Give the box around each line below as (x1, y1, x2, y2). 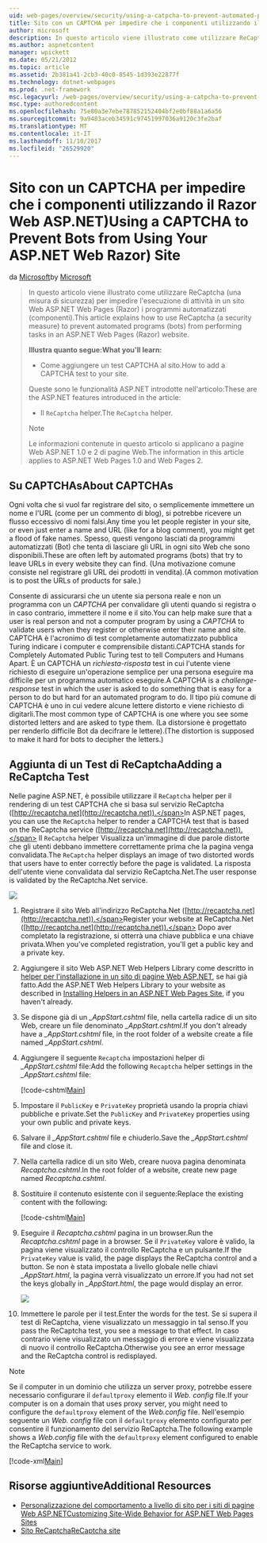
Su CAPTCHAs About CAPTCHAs (9, 479, 174, 492)
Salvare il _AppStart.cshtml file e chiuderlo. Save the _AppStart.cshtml (20, 1133, 248, 1142)
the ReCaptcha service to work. (9, 1441, 113, 1450)
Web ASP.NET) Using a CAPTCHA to (9, 212, 249, 230)
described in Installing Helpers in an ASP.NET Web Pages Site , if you (20, 988, 245, 998)
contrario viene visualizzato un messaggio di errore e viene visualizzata (20, 1334, 254, 1344)
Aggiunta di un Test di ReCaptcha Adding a (9, 757, 223, 771)
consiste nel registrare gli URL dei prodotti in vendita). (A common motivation (9, 568, 259, 577)
